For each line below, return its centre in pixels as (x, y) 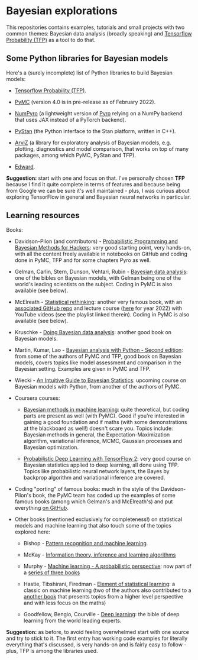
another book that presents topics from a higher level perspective (103, 596)
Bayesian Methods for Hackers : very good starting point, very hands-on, (103, 247)
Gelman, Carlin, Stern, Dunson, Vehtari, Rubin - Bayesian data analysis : (101, 271)
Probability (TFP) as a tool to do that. (51, 40)
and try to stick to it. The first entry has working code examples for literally (97, 638)
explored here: (33, 532)
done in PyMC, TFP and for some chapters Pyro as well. (83, 260)
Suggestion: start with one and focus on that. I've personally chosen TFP (95, 178)
